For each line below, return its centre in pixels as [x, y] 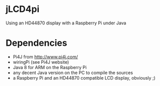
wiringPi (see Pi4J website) [41, 62]
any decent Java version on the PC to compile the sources [73, 73]
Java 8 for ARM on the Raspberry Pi [50, 67]
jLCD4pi [22, 9]
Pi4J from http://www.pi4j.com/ [45, 57]
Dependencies [36, 43]
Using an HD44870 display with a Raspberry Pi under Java [66, 23]
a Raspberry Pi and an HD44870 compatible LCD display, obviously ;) [84, 78]
